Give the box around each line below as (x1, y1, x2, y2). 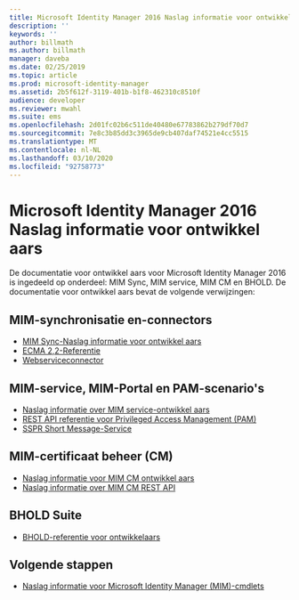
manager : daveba (9, 54, 69, 63)
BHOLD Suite (9, 508, 83, 523)
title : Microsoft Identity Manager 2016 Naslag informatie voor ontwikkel (9, 12, 293, 22)
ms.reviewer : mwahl (9, 104, 82, 113)
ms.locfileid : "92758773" (9, 162, 105, 171)
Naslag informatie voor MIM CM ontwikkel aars (21, 473, 195, 483)
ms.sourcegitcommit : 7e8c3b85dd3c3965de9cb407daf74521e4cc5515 (9, 129, 249, 138)
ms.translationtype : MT (9, 137, 98, 146)
